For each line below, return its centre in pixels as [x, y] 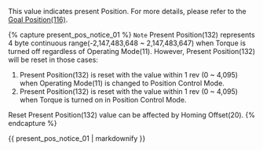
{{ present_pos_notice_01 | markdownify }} [77, 138]
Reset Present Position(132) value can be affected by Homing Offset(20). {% [132, 115]
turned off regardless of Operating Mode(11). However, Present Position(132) [132, 51]
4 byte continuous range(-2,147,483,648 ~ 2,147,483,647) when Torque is [127, 43]
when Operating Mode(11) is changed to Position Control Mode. [122, 83]
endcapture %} [33, 123]
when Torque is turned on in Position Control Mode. [103, 100]
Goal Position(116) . [38, 20]
